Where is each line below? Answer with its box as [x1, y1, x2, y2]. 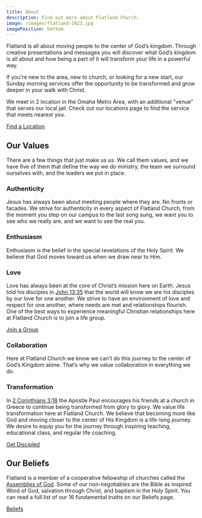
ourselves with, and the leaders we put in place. [6, 169, 126, 177]
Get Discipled [6, 440, 41, 448]
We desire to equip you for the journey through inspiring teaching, [6, 422, 171, 429]
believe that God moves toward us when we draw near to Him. [6, 253, 162, 260]
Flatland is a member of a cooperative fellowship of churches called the [6, 474, 186, 482]
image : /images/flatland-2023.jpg [6, 20, 94, 26]
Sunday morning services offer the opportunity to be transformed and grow [6, 80, 195, 87]
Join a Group [6, 326, 39, 333]
